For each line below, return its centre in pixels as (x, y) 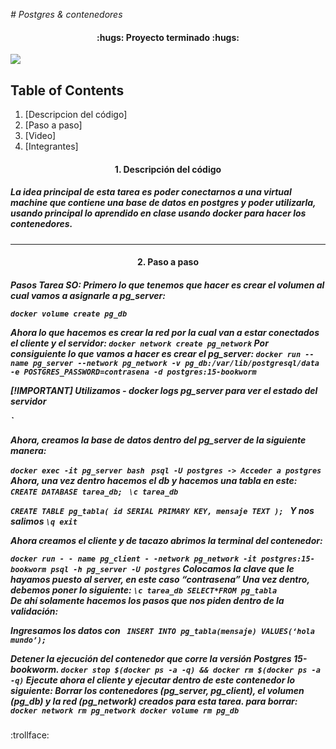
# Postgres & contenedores (66, 14)
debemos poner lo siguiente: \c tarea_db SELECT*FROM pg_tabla (144, 590)
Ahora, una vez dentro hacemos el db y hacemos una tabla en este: (154, 480)
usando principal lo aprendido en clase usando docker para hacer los (158, 213)
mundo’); (28, 640)
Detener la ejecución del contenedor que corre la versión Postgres (151, 658)
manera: (28, 450)
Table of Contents (67, 90)
